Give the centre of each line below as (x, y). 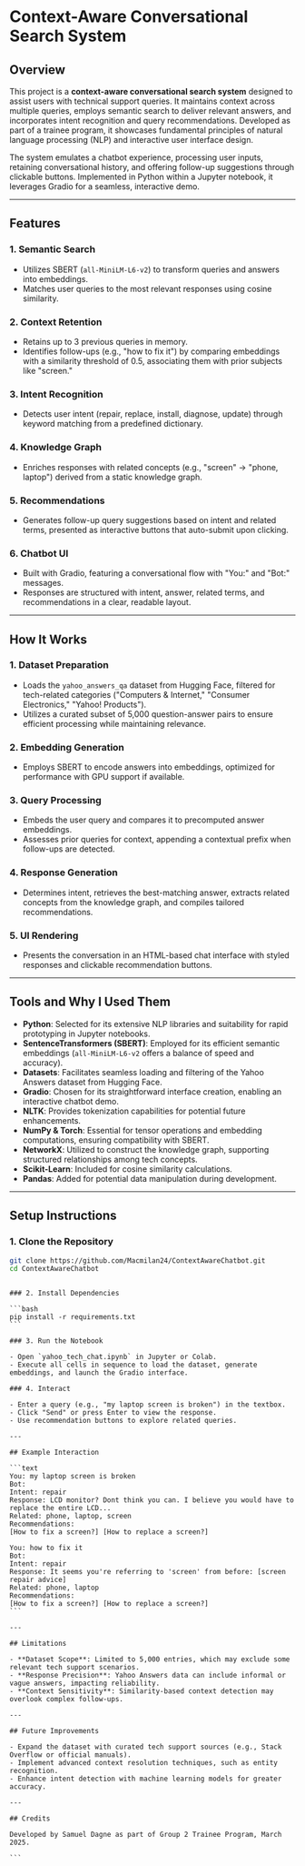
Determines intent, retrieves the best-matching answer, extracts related (156, 893)
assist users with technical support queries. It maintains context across (142, 101)
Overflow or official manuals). (70, 1755)
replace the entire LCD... (60, 1508)
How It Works (49, 639)
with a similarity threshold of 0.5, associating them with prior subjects (152, 360)
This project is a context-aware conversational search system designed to (151, 91)
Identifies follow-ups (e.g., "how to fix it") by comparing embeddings (151, 351)
